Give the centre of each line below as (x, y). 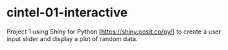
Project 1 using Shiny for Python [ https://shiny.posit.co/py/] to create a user (114, 32)
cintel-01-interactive (67, 13)
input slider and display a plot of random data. (72, 38)
